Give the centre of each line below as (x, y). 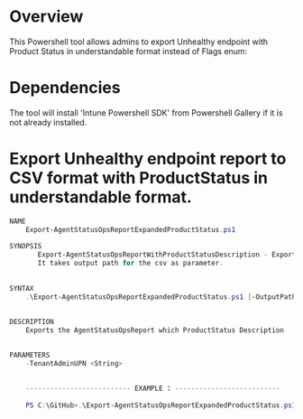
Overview (46, 17)
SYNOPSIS (26, 247)
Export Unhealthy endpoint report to (148, 159)
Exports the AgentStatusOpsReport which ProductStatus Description (155, 331)
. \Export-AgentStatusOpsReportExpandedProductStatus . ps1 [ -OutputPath (161, 297)
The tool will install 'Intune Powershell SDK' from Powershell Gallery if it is (146, 112)
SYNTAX (22, 288)
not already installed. (48, 122)
